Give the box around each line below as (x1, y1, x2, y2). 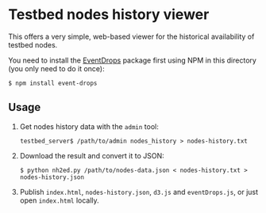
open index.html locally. (19, 196, 99, 205)
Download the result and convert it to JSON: (19, 150, 164, 160)
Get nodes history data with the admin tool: (19, 121, 159, 131)
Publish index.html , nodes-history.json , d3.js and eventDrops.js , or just (19, 187, 259, 196)
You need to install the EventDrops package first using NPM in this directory (8, 55, 256, 65)
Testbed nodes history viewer (8, 6, 210, 24)
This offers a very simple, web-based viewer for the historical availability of (8, 32, 255, 41)
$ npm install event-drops (8, 79, 98, 87)
